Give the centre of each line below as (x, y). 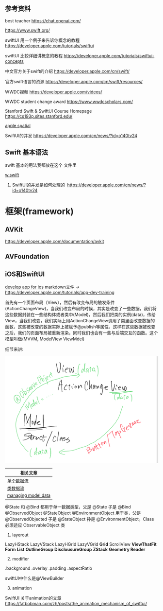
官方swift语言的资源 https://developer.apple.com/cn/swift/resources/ (74, 81)
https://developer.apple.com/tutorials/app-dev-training (60, 292)
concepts (15, 61)
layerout (20, 535)
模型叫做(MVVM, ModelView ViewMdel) (45, 339)
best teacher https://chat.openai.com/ (43, 20)
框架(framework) (40, 211)
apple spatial (18, 125)
